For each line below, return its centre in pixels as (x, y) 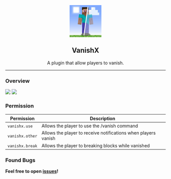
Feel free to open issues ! (32, 171)
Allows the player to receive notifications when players (99, 133)
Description (103, 118)
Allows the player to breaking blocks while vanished (96, 145)
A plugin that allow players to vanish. (85, 63)
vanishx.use (20, 126)
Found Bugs (20, 160)
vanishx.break (22, 146)
